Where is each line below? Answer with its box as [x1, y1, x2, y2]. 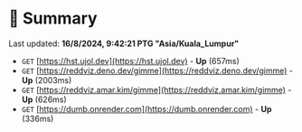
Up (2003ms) [21, 74, 72, 85]
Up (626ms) [21, 94, 67, 105]
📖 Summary [8, 8, 98, 29]
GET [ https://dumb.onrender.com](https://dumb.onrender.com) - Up [21, 103, 272, 114]
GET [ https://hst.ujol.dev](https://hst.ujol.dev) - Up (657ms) [21, 55, 241, 66]
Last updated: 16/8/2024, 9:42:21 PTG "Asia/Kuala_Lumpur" [8, 38, 240, 49]
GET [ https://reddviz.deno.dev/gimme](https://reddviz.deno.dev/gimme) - [21, 65, 294, 76]
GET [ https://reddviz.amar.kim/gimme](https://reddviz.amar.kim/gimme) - [21, 84, 292, 95]
